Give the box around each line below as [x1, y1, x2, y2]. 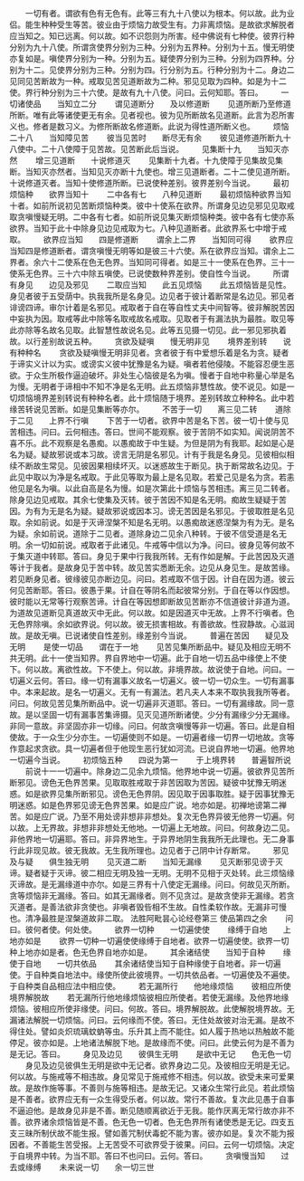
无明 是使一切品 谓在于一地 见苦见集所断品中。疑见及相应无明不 [9, 642, 291, 652]
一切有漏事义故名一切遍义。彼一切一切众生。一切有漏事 [88, 675, 295, 686]
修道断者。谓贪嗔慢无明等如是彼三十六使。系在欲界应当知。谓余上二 [40, 245, 295, 256]
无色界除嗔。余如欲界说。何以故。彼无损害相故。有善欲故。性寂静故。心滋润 [9, 619, 295, 629]
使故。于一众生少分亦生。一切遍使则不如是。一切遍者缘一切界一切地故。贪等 [9, 732, 295, 742]
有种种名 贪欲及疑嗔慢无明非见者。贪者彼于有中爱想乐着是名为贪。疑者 [9, 348, 290, 357]
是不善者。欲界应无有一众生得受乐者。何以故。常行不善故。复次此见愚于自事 [9, 1094, 295, 1104]
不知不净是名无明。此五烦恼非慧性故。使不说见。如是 [88, 381, 287, 392]
